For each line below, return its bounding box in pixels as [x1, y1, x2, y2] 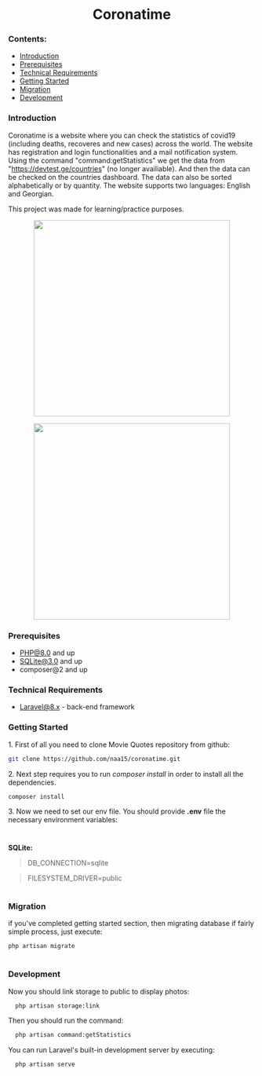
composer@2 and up [19, 665, 88, 675]
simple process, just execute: [8, 927, 103, 936]
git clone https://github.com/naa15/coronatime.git [8, 755, 180, 763]
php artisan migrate [8, 942, 76, 950]
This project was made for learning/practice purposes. [8, 204, 184, 214]
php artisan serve [15, 1060, 76, 1069]
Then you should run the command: [8, 1016, 124, 1026]
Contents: [8, 34, 47, 45]
